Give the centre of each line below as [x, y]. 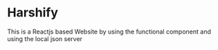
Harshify [33, 13]
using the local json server [45, 38]
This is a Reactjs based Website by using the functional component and [109, 32]
